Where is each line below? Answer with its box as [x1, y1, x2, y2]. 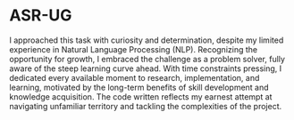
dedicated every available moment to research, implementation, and [9, 72, 260, 83]
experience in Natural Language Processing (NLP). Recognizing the [9, 44, 257, 54]
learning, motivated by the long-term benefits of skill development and [9, 82, 270, 92]
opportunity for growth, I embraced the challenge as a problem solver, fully [9, 53, 286, 64]
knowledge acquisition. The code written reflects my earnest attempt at [9, 91, 273, 102]
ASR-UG [9, 5, 72, 26]
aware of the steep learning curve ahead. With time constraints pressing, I [9, 63, 282, 74]
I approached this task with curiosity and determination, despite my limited [9, 35, 284, 45]
